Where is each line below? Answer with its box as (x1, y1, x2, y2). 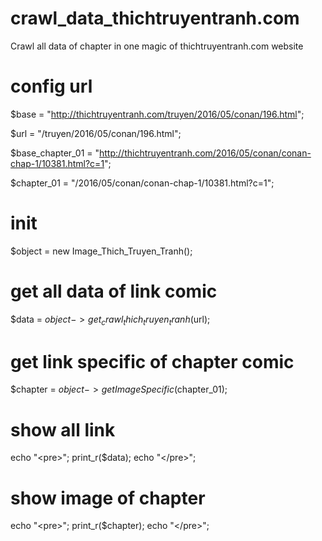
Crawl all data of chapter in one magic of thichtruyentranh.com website (10, 40, 304, 52)
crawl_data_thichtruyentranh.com (10, 7, 300, 30)
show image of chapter (10, 487, 206, 509)
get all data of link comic (10, 280, 218, 302)
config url (10, 75, 93, 98)
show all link (10, 418, 116, 441)
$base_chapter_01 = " (10, 147, 100, 159)
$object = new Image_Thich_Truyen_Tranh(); (10, 245, 193, 257)
